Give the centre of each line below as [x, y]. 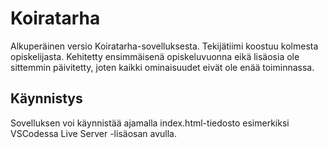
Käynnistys [46, 98]
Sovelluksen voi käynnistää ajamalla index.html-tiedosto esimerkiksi [150, 123]
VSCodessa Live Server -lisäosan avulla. [93, 133]
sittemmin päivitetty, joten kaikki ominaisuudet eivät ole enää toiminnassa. [162, 67]
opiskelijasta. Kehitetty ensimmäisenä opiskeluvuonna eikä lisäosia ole [155, 56]
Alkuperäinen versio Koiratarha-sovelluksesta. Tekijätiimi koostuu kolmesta [164, 46]
